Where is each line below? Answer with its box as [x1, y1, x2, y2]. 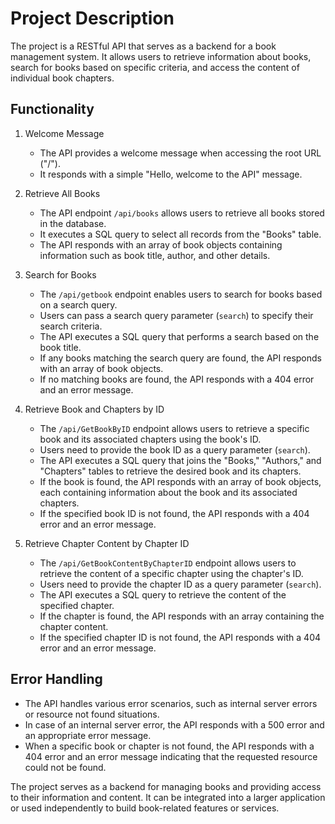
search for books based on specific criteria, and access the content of [10, 61, 300, 73]
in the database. [39, 217, 107, 229]
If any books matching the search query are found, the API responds [39, 352, 322, 364]
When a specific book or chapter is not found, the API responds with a [24, 740, 315, 752]
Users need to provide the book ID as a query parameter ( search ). [39, 443, 311, 456]
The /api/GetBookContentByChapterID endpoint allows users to [39, 557, 297, 569]
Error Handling [10, 671, 103, 688]
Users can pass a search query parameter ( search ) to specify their [39, 309, 314, 321]
